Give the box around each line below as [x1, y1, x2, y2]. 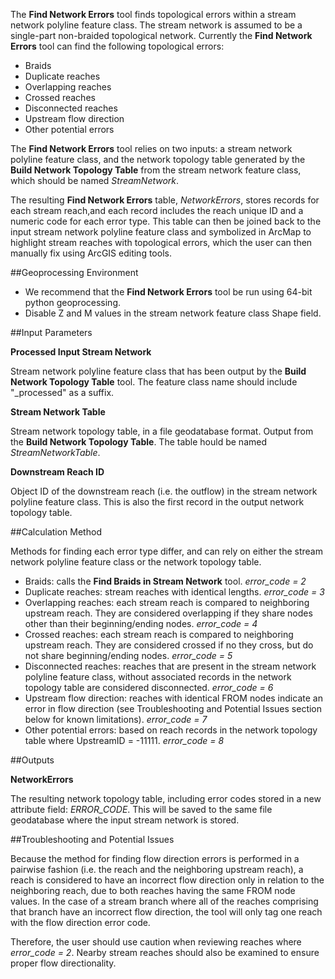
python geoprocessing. [24, 297, 121, 308]
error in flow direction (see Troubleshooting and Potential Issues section [24, 703, 323, 714]
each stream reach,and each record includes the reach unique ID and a [10, 205, 304, 216]
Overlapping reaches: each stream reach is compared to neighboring [24, 597, 310, 608]
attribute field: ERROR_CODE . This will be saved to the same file [10, 804, 273, 815]
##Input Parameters [10, 327, 93, 338]
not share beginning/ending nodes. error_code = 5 [24, 650, 233, 661]
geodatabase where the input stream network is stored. [10, 814, 240, 826]
